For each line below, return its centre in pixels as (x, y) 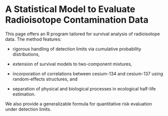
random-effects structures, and (45, 79)
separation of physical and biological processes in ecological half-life (84, 88)
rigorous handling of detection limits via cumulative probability (77, 49)
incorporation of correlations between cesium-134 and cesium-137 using (88, 73)
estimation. (24, 94)
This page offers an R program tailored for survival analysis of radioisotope (83, 34)
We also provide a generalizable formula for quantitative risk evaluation (78, 103)
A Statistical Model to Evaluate (70, 9)
